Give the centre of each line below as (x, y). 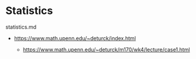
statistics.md (21, 27)
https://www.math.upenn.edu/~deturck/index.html (75, 38)
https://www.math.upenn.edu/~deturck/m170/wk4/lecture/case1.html (106, 49)
